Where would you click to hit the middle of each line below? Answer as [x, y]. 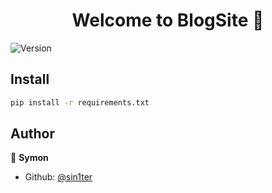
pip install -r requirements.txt [80, 102]
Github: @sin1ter [58, 177]
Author [32, 134]
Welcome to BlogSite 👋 [168, 20]
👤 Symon [29, 158]
